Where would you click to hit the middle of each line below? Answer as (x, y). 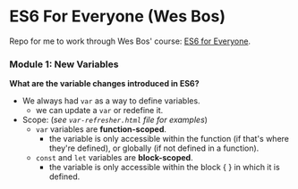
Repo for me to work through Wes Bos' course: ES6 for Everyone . (130, 41)
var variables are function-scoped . (101, 129)
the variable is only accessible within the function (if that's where (169, 139)
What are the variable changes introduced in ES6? (104, 84)
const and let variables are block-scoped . (115, 158)
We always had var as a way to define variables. (111, 101)
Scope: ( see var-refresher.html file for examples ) (115, 120)
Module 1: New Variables (64, 64)
